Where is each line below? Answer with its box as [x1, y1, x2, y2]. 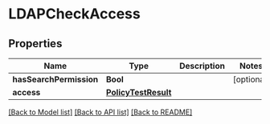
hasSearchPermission [12, 74, 99, 85]
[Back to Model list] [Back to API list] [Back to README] [8, 107, 193, 117]
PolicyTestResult [105, 87, 172, 98]
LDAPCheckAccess [8, 5, 141, 23]
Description [179, 61, 225, 71]
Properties [8, 37, 63, 50]
